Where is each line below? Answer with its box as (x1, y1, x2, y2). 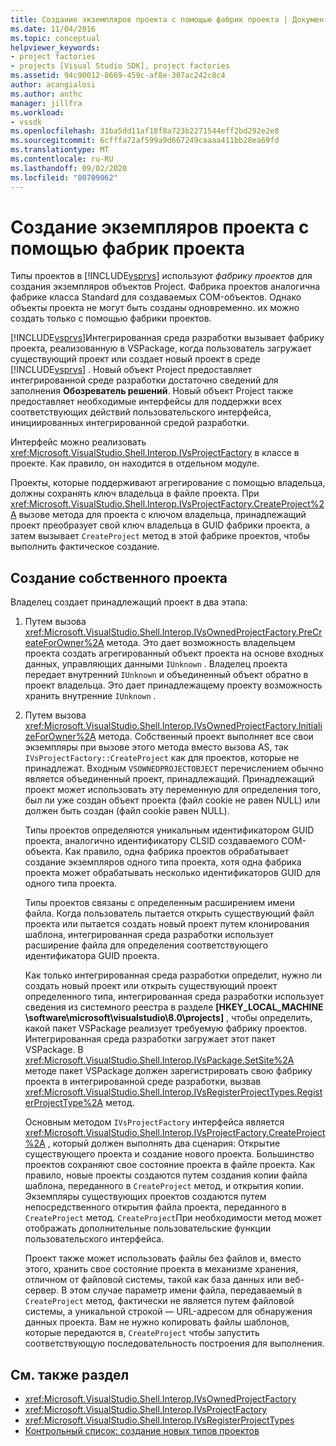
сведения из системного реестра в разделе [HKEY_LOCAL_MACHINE (24, 1001, 324, 1013)
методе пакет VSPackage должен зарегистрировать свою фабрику (24, 1065, 313, 1077)
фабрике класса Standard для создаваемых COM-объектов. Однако (10, 291, 302, 303)
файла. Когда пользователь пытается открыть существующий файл (24, 907, 315, 920)
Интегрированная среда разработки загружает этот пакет (24, 1033, 276, 1045)
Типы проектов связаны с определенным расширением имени (24, 897, 295, 909)
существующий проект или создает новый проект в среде (10, 353, 261, 365)
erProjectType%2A (24, 1097, 104, 1109)
